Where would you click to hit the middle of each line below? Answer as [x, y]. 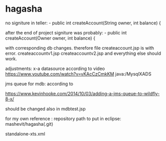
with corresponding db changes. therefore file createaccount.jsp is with [80, 48]
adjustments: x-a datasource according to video [55, 68]
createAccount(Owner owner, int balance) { [50, 38]
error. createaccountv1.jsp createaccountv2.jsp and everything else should [83, 53]
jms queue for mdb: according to [39, 84]
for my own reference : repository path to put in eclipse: [63, 118]
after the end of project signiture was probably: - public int [66, 32]
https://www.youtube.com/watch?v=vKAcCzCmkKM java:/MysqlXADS [78, 74]
